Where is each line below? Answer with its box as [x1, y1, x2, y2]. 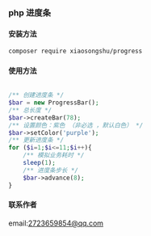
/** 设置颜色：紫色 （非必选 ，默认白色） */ [8, 121, 144, 129]
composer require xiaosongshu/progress [8, 47, 143, 56]
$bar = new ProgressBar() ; [8, 99, 99, 107]
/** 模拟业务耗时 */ [23, 151, 85, 159]
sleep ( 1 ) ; [23, 159, 57, 167]
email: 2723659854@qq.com [8, 218, 103, 228]
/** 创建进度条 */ [8, 91, 65, 99]
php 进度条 [8, 6, 51, 18]
